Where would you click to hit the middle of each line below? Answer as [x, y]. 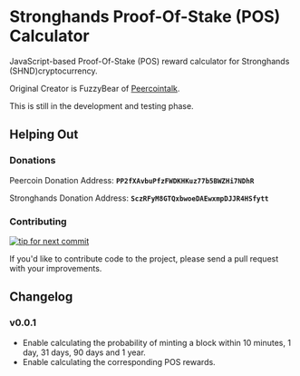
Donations [33, 161]
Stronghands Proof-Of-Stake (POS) [145, 17]
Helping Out [44, 135]
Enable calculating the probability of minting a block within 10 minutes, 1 [157, 342]
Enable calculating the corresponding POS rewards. [119, 361]
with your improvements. [56, 268]
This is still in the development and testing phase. [102, 105]
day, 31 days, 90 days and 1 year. [84, 352]
